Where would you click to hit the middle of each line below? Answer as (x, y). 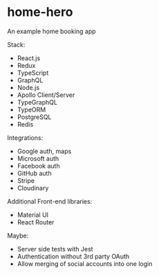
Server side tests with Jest (55, 249)
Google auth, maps (44, 151)
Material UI (33, 215)
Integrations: (25, 137)
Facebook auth (38, 166)
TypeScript (33, 73)
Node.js (28, 87)
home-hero (40, 12)
